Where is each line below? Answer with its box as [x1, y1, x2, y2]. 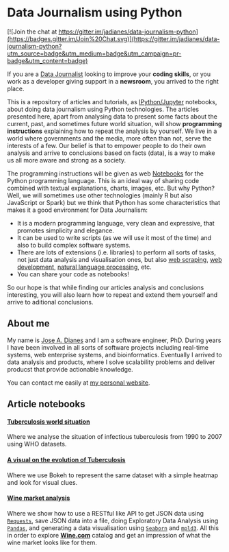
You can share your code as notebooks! [16, 269, 130, 278]
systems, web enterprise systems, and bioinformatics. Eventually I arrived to [7, 350, 222, 359]
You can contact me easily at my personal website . [7, 379, 150, 387]
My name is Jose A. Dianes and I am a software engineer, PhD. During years [7, 336, 221, 344]
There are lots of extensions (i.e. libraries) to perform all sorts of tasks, [16, 248, 217, 256]
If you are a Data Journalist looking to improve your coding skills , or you [7, 70, 211, 78]
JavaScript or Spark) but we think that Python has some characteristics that [7, 198, 221, 206]
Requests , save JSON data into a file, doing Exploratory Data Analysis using [7, 516, 219, 525]
